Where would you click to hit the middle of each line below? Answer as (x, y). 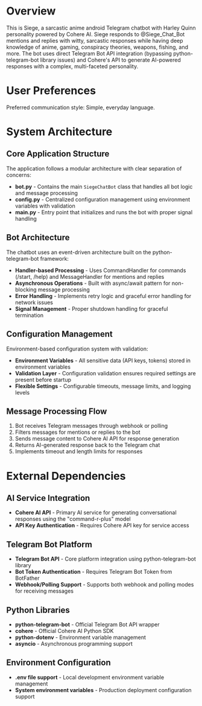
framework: (55, 258)
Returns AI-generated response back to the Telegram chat (87, 445)
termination (29, 315)
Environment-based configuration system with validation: (77, 349)
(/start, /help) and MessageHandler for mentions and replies (90, 276)
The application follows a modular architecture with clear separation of (94, 168)
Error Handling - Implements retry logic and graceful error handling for (103, 296)
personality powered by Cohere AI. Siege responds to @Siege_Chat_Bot (96, 34)
